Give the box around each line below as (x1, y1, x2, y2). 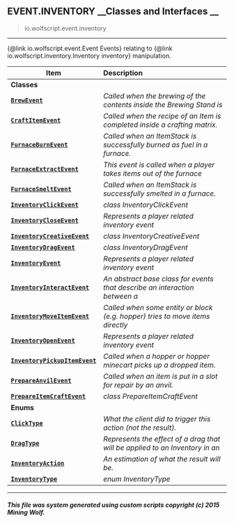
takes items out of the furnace (103, 169, 202, 178)
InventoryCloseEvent (10, 216, 79, 224)
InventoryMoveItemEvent (10, 312, 90, 320)
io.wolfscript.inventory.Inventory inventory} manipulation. (7, 52, 172, 60)
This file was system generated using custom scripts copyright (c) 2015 (7, 501, 220, 509)
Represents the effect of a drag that (103, 434, 221, 444)
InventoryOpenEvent (10, 336, 75, 344)
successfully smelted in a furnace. (103, 188, 216, 198)
